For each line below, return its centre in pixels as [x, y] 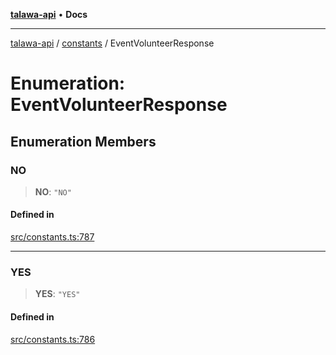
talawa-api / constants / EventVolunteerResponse [112, 43]
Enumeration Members [83, 141]
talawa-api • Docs [49, 14]
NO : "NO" [53, 191]
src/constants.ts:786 [53, 339]
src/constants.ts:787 [52, 237]
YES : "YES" [57, 294]
